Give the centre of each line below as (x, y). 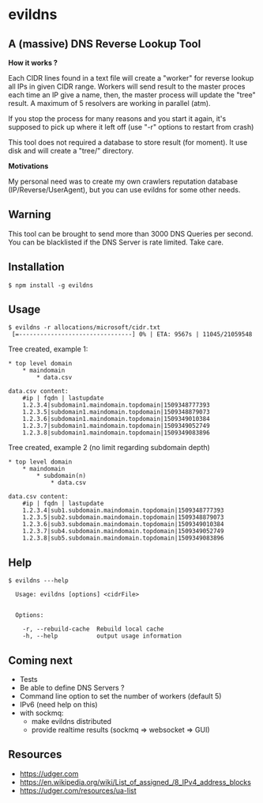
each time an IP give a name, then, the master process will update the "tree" (132, 95)
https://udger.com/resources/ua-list (78, 790)
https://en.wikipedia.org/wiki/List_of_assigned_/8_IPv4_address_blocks (135, 782)
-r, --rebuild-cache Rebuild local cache (93, 629)
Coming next (40, 660)
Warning (30, 215)
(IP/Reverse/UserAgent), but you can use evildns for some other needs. (124, 190)
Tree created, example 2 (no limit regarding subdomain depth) (109, 448)
